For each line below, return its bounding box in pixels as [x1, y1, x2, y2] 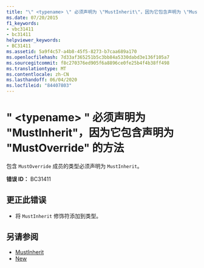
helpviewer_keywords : [6, 37, 61, 43]
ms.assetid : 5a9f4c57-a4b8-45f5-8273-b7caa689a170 [6, 49, 137, 55]
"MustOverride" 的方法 [6, 141, 124, 155]
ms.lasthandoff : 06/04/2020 [6, 77, 78, 83]
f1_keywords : [6, 20, 39, 26]
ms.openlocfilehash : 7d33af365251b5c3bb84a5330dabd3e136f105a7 [6, 54, 170, 60]
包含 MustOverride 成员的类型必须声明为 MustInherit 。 [6, 162, 143, 169]
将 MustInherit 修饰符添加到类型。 [15, 212, 102, 219]
